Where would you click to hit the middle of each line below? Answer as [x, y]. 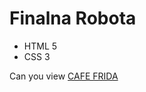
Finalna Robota [73, 18]
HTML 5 [40, 46]
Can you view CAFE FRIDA [64, 76]
